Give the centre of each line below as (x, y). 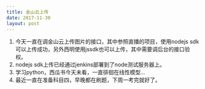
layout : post (23, 23)
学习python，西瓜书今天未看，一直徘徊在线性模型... (80, 72)
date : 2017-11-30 (29, 18)
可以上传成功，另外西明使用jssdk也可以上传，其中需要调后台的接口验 (102, 49)
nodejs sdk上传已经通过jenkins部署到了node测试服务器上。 (90, 64)
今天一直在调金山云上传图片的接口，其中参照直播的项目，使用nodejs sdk (107, 42)
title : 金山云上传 (28, 12)
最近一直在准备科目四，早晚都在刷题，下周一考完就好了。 (88, 80)
